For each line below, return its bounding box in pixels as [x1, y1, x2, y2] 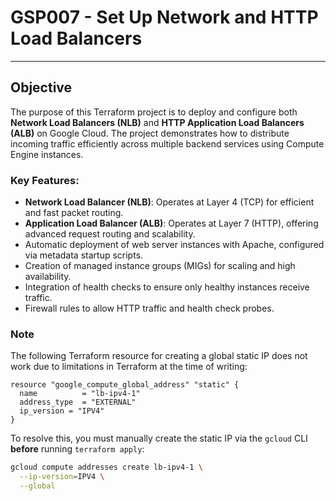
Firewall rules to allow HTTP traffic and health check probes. [24, 302, 275, 315]
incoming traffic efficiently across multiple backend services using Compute [10, 137, 325, 150]
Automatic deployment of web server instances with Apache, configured [24, 239, 325, 251]
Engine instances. [10, 148, 84, 160]
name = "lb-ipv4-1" [19, 389, 141, 399]
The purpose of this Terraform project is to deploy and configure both [10, 106, 298, 118]
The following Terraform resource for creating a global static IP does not [10, 350, 308, 362]
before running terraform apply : [10, 443, 145, 455]
